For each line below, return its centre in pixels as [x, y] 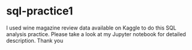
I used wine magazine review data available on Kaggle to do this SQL [91, 28]
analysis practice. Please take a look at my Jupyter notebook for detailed [96, 34]
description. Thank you [35, 40]
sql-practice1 [40, 11]
